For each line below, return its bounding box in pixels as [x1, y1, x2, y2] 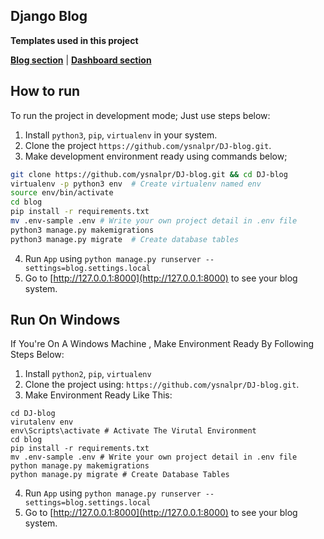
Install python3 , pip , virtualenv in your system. [24, 129, 218, 141]
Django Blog [10, 8, 88, 25]
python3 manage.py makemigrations [10, 225, 155, 235]
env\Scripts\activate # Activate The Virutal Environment [10, 426, 257, 436]
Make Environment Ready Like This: [24, 389, 173, 401]
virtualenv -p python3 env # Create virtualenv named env [10, 179, 262, 189]
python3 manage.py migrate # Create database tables [10, 234, 240, 244]
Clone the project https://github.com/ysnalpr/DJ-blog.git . [24, 139, 272, 151]
